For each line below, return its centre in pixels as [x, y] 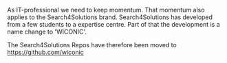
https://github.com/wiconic [45, 52]
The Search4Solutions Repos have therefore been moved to [92, 45]
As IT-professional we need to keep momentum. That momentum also [106, 10]
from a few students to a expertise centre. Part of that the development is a [113, 24]
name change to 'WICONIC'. [47, 32]
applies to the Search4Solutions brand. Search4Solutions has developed [110, 17]
